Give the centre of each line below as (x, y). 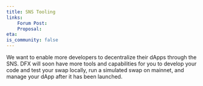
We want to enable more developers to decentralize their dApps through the (101, 57)
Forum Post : (32, 23)
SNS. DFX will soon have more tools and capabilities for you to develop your (101, 64)
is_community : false (33, 40)
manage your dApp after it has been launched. (64, 77)
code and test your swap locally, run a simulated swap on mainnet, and (95, 70)
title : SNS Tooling (31, 12)
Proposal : (30, 29)
